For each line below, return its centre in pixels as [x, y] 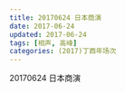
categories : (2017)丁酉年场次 [63, 51]
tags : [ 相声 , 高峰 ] [43, 43]
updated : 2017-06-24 [48, 34]
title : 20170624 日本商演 [56, 18]
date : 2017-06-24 [42, 26]
